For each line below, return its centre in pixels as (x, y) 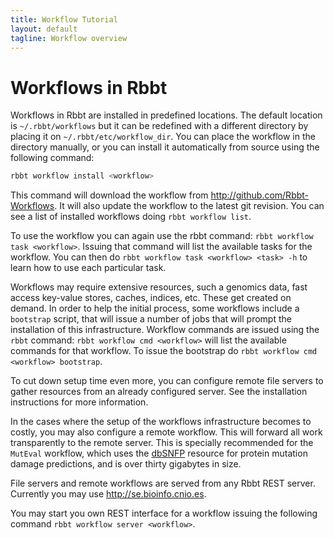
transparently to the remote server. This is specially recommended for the (162, 443)
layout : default (44, 29)
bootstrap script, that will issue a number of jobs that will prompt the (151, 319)
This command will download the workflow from (109, 195)
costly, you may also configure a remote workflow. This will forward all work (166, 432)
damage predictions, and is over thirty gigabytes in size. (126, 464)
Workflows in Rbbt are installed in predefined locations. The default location (166, 115)
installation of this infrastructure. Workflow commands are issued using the (165, 330)
